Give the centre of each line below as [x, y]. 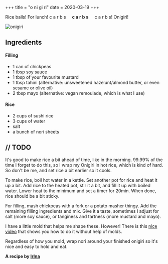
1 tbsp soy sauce [30, 72]
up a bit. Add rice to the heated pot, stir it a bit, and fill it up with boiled [78, 185]
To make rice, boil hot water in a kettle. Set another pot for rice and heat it [81, 180]
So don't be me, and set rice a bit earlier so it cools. [58, 170]
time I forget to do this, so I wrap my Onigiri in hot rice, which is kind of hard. [84, 165]
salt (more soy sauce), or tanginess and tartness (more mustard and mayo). [83, 216]
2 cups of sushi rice [33, 115]
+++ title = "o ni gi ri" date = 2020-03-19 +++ [52, 7]
